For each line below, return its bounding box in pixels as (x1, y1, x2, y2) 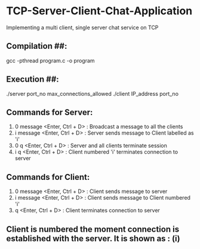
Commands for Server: (6, 107, 93, 117)
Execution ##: (6, 74, 60, 85)
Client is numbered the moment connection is (6, 224, 180, 234)
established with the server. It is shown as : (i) (6, 234, 180, 244)
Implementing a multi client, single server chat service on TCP (6, 24, 159, 31)
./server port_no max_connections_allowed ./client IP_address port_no (6, 90, 179, 97)
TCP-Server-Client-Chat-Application (6, 4, 193, 18)
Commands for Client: (6, 172, 90, 182)
